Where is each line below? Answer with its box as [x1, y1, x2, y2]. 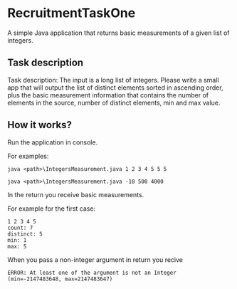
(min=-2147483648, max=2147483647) [7, 275, 113, 283]
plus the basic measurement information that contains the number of [7, 90, 209, 99]
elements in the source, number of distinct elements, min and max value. [7, 98, 221, 107]
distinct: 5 [7, 230, 43, 238]
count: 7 [7, 224, 33, 231]
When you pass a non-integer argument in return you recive [7, 255, 184, 264]
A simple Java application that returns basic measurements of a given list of [7, 28, 230, 37]
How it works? [7, 119, 73, 131]
